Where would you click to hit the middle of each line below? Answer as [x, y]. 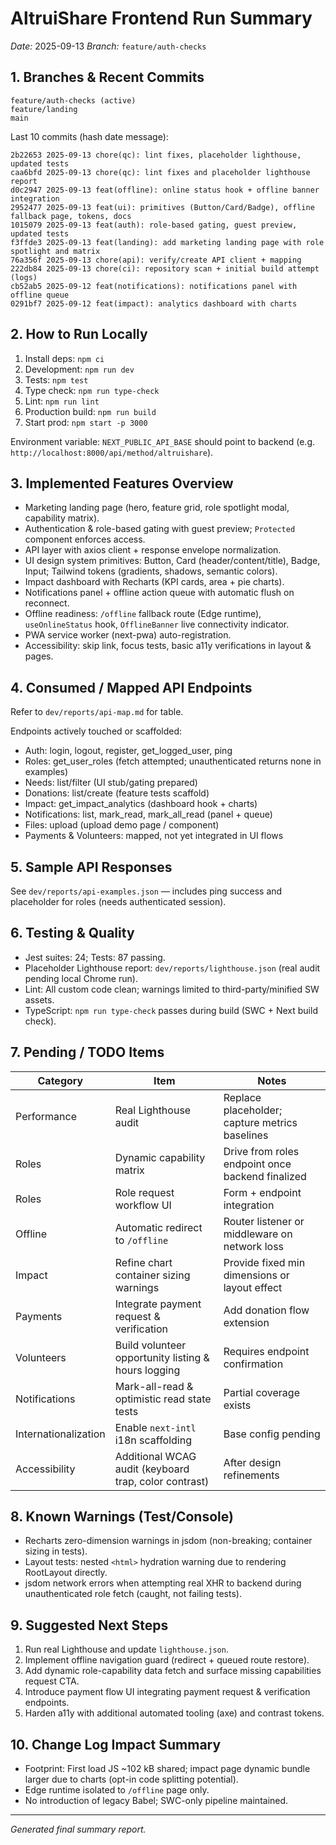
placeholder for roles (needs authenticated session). [118, 901]
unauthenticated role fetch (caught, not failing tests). [133, 1594]
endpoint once [257, 1164]
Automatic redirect [158, 1227]
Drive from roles [261, 1151]
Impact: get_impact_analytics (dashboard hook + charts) [141, 804]
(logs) [24, 277]
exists [237, 1405]
